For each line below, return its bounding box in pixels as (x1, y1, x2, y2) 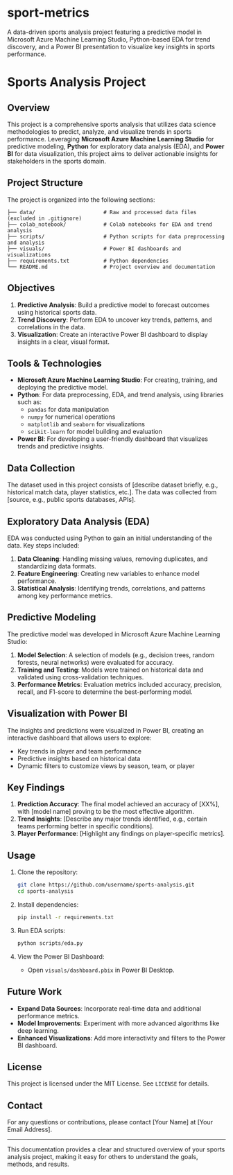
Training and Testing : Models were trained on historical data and (17, 665, 204, 674)
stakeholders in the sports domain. (7, 157, 106, 165)
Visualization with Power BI (7, 708, 128, 720)
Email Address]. (7, 1125, 53, 1134)
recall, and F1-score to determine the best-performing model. (17, 688, 193, 696)
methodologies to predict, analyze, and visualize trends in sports (7, 127, 192, 136)
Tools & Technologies (7, 357, 102, 369)
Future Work (7, 986, 62, 998)
